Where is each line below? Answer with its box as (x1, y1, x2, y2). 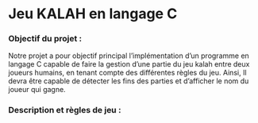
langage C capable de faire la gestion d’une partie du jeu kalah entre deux (8, 60, 250, 69)
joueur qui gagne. (8, 85, 66, 94)
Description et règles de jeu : (8, 105, 121, 116)
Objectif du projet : (8, 33, 83, 44)
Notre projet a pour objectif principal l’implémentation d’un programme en (8, 51, 250, 60)
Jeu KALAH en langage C (8, 5, 178, 23)
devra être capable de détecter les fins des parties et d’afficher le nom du (8, 76, 249, 86)
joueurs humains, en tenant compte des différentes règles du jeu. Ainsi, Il (8, 68, 248, 78)
